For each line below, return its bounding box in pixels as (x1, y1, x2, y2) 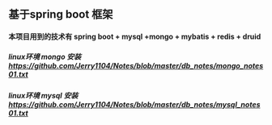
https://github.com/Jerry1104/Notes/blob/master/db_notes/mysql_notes (8, 99, 261, 109)
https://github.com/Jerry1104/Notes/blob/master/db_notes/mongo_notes (8, 60, 264, 70)
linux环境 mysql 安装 (8, 90, 79, 100)
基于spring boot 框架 (8, 7, 113, 22)
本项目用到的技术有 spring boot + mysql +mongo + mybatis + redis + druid (8, 31, 261, 41)
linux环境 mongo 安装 (8, 52, 82, 61)
